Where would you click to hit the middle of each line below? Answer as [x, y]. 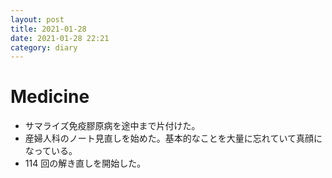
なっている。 [51, 151]
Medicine [50, 97]
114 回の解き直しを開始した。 [85, 163]
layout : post [37, 19]
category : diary [44, 47]
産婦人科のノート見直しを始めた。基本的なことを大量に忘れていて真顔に [173, 138]
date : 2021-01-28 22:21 [60, 38]
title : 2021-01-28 [48, 29]
